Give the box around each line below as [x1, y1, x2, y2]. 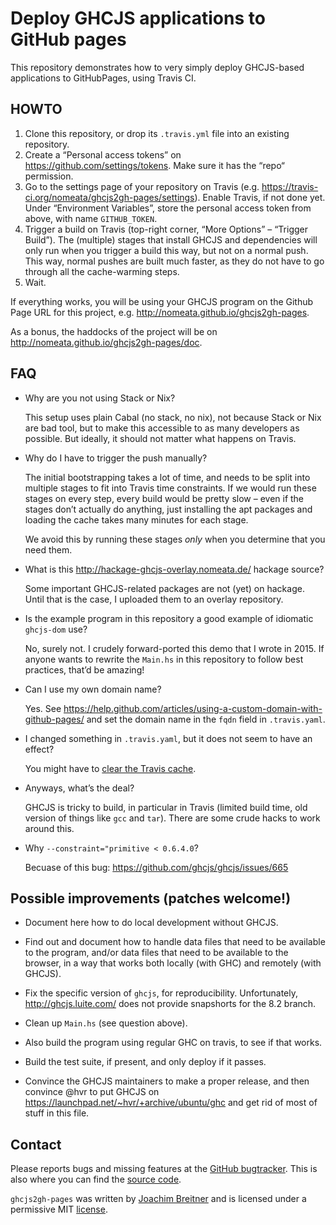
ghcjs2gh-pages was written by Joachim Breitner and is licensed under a [10, 1193, 307, 1205]
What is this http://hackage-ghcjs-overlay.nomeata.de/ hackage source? [24, 563, 325, 575]
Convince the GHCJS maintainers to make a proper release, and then [24, 1075, 310, 1087]
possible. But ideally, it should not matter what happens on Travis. [24, 432, 297, 444]
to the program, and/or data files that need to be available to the [24, 947, 289, 959]
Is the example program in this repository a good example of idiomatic [24, 612, 314, 624]
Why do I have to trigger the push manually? [24, 452, 208, 464]
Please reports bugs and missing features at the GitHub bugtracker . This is [10, 1163, 318, 1175]
